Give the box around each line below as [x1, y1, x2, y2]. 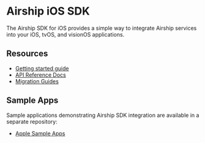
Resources [6, 49, 48, 59]
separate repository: [6, 117, 58, 125]
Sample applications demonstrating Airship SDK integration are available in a [6, 111, 199, 119]
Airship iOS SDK [6, 4, 90, 18]
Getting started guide [15, 65, 69, 72]
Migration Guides [15, 77, 59, 85]
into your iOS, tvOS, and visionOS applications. [6, 30, 125, 38]
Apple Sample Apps [15, 130, 65, 137]
